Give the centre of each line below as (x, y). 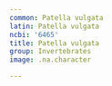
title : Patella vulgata (55, 43)
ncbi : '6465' (34, 34)
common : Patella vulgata (56, 18)
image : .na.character (51, 60)
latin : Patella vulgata (55, 26)
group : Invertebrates (51, 52)
